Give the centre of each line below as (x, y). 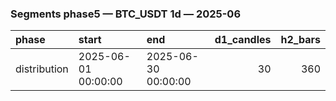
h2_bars (300, 40)
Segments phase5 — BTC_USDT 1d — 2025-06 (126, 14)
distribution (42, 69)
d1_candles (243, 40)
